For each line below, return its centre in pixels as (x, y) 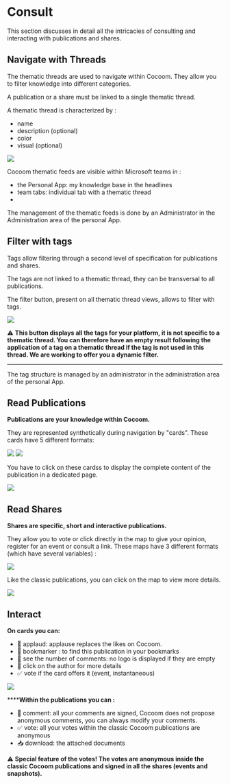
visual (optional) (40, 145)
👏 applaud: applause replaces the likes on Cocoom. (89, 644)
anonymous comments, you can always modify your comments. (107, 720)
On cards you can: (34, 631)
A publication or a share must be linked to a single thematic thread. (102, 97)
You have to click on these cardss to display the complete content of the (109, 468)
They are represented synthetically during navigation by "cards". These (108, 433)
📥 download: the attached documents (71, 743)
